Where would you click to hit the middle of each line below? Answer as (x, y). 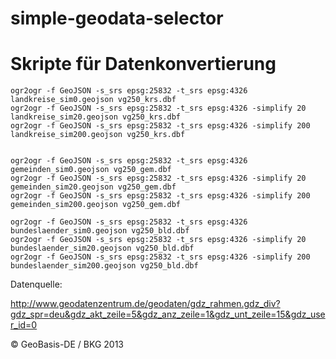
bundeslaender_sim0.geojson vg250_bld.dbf (100, 231)
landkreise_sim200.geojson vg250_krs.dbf (98, 135)
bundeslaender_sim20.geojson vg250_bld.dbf (102, 248)
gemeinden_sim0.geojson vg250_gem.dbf (91, 170)
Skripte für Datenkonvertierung (143, 64)
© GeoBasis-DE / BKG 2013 (67, 344)
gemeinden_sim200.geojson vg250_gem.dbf (96, 205)
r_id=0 (24, 325)
